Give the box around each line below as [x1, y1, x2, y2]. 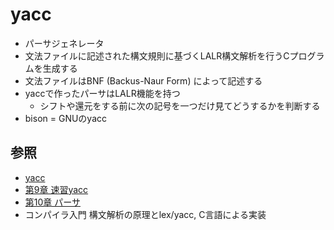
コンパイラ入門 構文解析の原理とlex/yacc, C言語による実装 [24, 208, 267, 220]
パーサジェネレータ [24, 37, 105, 49]
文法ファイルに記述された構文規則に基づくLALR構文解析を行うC [24, 49, 290, 62]
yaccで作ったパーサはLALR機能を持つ [24, 87, 181, 99]
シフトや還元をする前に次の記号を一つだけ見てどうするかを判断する [39, 99, 321, 112]
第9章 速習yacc [24, 183, 89, 195]
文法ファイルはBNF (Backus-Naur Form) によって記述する [24, 74, 263, 87]
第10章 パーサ [24, 196, 81, 208]
